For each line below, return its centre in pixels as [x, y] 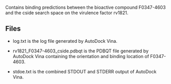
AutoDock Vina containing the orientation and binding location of [81, 56]
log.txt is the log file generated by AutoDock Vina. [65, 41]
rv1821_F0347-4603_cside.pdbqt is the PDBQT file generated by [81, 51]
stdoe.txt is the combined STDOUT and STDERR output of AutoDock [84, 71]
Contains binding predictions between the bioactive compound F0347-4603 [86, 7]
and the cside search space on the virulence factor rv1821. [67, 13]
